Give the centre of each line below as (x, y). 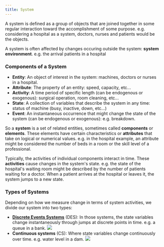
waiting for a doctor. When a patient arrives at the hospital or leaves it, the (80, 174)
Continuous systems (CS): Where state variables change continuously (84, 233)
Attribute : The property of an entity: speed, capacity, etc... (71, 87)
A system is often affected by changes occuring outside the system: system (82, 48)
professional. (18, 149)
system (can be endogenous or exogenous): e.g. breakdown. (74, 118)
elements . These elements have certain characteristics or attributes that (79, 133)
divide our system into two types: (39, 208)
